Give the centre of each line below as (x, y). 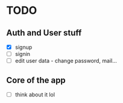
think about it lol (35, 95)
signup (24, 47)
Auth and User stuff (44, 33)
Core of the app (36, 80)
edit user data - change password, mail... (66, 61)
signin (23, 54)
